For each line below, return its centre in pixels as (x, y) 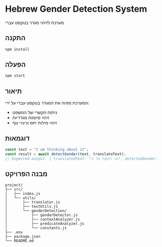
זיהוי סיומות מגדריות (30, 118)
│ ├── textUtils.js (31, 207)
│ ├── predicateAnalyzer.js (45, 224)
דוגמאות (17, 138)
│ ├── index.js (23, 194)
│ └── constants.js (36, 228)
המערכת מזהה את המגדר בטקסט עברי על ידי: (47, 103)
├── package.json (23, 237)
